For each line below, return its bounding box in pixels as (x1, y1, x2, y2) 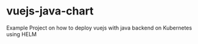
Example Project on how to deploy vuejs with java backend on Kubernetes (6, 24, 193, 31)
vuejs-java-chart (6, 4, 94, 18)
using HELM (6, 30, 37, 37)
